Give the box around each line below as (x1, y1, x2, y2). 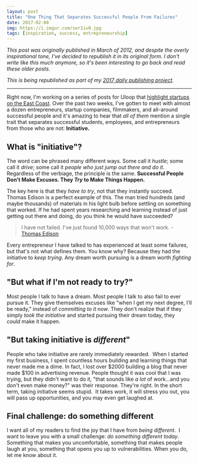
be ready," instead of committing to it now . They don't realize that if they (6, 305, 182, 312)
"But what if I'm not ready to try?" (6, 277, 133, 287)
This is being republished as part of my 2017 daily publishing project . (6, 77, 174, 84)
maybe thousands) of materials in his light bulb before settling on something (6, 200, 191, 207)
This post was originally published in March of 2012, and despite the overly (6, 46, 189, 53)
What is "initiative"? (6, 142, 82, 152)
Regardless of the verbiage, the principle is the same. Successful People (6, 170, 184, 177)
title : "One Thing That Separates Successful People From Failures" (6, 14, 178, 20)
